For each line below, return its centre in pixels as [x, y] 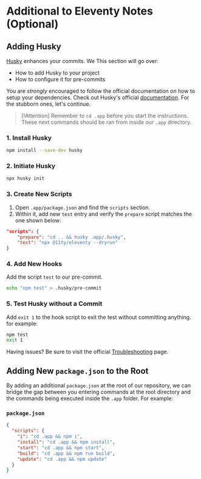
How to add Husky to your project [57, 73]
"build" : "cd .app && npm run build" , [66, 454]
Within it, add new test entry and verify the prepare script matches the [104, 214]
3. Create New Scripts [39, 194]
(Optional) [32, 24]
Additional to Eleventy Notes [80, 11]
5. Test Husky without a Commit [54, 304]
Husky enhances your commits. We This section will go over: [83, 61]
